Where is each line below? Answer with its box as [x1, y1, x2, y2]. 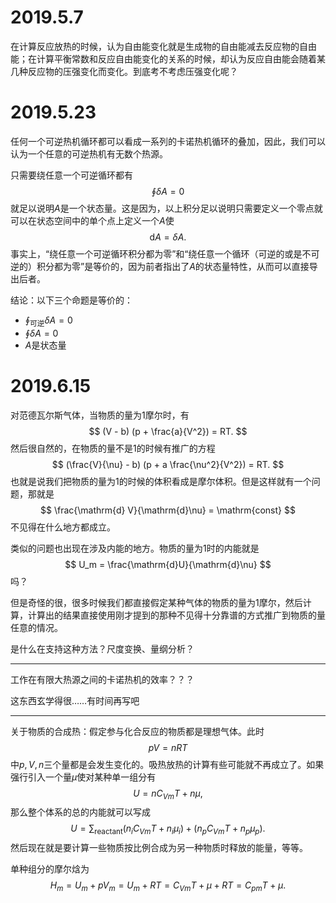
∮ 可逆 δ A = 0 [24, 314, 73, 328]
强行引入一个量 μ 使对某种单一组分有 [10, 771, 157, 783]
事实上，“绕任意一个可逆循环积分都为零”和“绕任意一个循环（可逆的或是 [10, 247, 303, 260]
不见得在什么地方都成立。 [10, 521, 116, 533]
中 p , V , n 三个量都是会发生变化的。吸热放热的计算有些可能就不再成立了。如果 [10, 758, 325, 770]
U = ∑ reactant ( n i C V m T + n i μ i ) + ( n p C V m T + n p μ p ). [70, 822, 266, 837]
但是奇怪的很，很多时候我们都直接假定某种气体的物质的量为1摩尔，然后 [10, 596, 303, 608]
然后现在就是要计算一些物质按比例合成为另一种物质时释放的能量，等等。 [10, 842, 308, 854]
